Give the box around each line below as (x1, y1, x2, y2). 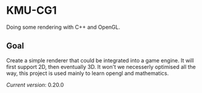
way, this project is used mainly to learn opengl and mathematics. (6, 70, 169, 77)
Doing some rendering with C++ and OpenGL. (6, 23, 121, 31)
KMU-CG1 (6, 4, 57, 17)
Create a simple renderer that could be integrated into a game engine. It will (6, 56, 194, 64)
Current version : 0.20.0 (6, 81, 65, 88)
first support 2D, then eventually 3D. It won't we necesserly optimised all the (6, 63, 196, 70)
